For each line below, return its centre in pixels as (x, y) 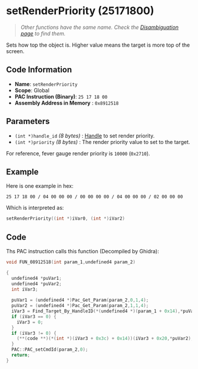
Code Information (39, 70)
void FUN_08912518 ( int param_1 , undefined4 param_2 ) (71, 262)
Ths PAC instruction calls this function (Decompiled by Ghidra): (82, 252)
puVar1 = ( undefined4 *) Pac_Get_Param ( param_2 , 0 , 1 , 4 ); (80, 300)
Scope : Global (32, 90)
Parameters (28, 121)
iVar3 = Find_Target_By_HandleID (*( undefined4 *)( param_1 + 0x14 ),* (97, 311)
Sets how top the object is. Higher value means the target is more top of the (98, 45)
